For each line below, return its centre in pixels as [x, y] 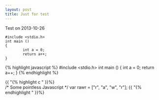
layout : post [18, 10]
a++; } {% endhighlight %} [32, 72]
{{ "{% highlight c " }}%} [30, 82]
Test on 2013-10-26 [25, 28]
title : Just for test [27, 14]
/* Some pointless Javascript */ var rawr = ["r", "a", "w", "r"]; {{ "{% [73, 87]
